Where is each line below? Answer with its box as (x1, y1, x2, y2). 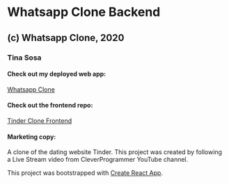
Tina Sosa (7, 53, 42, 62)
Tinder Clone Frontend (7, 116, 72, 125)
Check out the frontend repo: (7, 101, 93, 110)
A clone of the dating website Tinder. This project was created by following (7, 148, 223, 156)
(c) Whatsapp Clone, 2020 (7, 32, 125, 44)
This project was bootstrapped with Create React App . (7, 169, 164, 177)
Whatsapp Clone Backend (7, 4, 161, 20)
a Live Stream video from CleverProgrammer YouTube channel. (7, 156, 189, 164)
